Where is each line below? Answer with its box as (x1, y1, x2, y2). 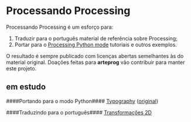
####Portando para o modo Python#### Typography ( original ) (6, 97, 159, 104)
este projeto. (6, 65, 37, 72)
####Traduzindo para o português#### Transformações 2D (6, 109, 152, 116)
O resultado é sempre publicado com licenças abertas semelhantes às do (6, 52, 184, 59)
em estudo (6, 82, 46, 92)
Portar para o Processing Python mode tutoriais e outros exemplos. (14, 41, 178, 48)
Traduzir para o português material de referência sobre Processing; (14, 35, 178, 42)
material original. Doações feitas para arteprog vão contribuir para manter (6, 59, 185, 66)
